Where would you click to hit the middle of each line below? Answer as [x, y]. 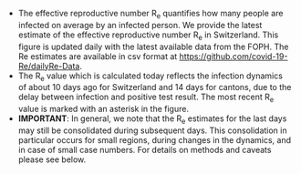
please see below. [52, 159]
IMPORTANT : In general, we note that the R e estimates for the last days [152, 119]
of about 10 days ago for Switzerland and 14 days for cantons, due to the [155, 87]
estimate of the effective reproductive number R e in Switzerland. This [148, 36]
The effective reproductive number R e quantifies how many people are [150, 15]
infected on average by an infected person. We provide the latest [140, 25]
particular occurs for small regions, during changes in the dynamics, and [155, 139]
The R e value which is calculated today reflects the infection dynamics [150, 77]
